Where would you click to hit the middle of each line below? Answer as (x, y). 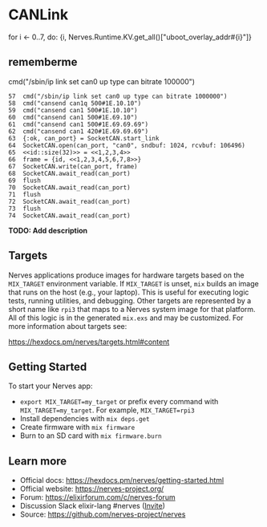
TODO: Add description (48, 230)
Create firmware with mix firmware (77, 428)
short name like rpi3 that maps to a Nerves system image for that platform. (132, 309)
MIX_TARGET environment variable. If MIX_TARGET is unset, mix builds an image (133, 283)
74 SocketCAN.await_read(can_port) (69, 215)
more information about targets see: (68, 326)
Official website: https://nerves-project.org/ (92, 489)
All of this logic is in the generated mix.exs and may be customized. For (126, 318)
